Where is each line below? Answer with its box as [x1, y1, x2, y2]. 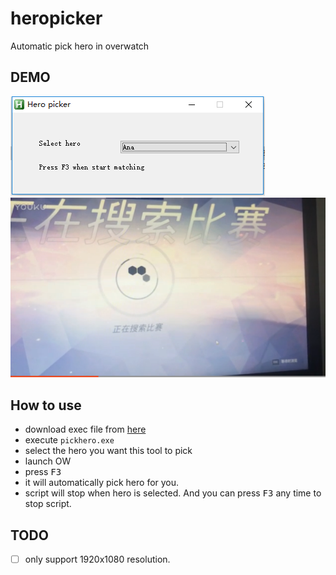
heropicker [10, 7, 103, 30]
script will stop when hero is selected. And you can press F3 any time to [24, 487, 322, 499]
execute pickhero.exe [24, 434, 115, 446]
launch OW [24, 455, 72, 467]
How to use [10, 397, 82, 414]
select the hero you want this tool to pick [24, 445, 193, 457]
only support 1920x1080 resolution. [24, 553, 171, 566]
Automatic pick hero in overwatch [10, 40, 150, 52]
